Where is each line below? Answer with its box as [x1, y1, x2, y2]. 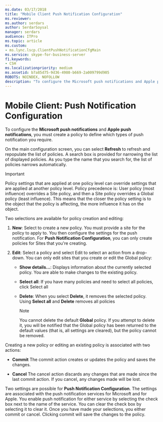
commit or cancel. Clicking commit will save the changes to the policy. [5, 411, 146, 417]
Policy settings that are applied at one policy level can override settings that [5, 180, 156, 186]
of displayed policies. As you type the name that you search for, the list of [5, 156, 152, 162]
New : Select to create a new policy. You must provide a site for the [12, 225, 146, 231]
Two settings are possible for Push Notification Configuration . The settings [5, 386, 157, 391]
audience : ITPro [5, 34, 38, 39]
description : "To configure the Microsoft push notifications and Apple [5, 79, 155, 84]
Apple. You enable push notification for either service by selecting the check [5, 396, 158, 402]
